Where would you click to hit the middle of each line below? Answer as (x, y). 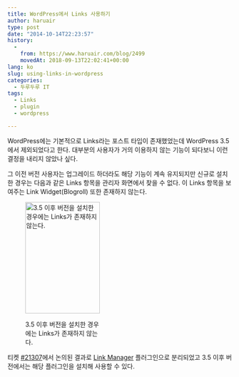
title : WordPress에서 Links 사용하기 (59, 14)
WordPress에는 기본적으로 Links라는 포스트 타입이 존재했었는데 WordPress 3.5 (118, 140)
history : (20, 41)
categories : (25, 80)
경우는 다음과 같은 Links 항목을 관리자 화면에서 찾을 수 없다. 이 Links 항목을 (119, 182)
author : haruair (31, 21)
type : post (24, 27)
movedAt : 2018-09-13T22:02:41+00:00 (75, 61)
